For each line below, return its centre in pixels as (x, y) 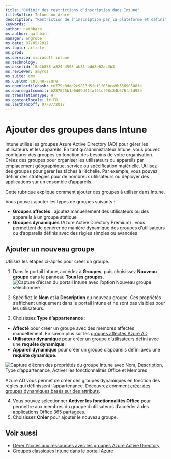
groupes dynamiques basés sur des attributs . (53, 391)
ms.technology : (21, 62)
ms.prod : (15, 52)
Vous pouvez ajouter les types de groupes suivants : (60, 202)
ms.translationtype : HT (31, 95)
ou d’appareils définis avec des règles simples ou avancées (75, 233)
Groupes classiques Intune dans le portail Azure (63, 451)
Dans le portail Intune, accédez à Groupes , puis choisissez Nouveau (85, 271)
